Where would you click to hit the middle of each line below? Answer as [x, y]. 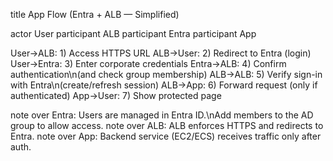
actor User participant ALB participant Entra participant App [133, 33]
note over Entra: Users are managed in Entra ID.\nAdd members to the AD [162, 115]
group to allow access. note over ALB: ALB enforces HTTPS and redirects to [167, 125]
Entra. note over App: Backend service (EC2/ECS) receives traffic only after [166, 136]
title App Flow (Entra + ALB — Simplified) [95, 14]
